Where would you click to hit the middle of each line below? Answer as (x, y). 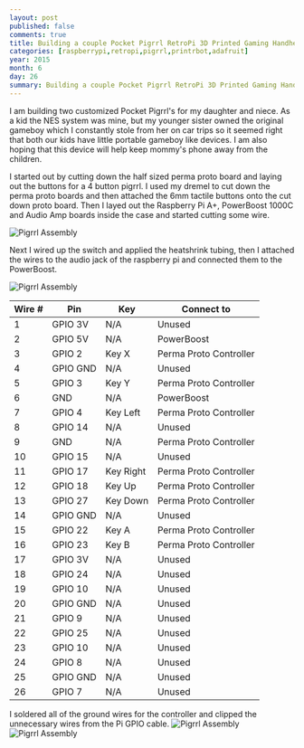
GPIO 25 (70, 632)
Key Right (126, 471)
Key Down (127, 500)
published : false (42, 26)
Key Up (121, 486)
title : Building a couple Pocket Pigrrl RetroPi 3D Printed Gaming (139, 43)
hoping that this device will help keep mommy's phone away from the (139, 149)
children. (26, 158)
